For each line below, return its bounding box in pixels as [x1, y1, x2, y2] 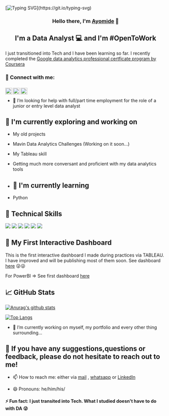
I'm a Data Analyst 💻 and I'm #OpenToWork [15, 34, 156, 43]
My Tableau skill [12, 151, 47, 157]
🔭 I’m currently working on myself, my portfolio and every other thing [12, 324, 157, 330]
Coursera [5, 61, 25, 67]
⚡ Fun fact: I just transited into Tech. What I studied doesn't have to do [5, 398, 157, 404]
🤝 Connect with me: [5, 74, 55, 81]
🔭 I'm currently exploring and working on [5, 118, 137, 126]
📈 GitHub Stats [5, 288, 55, 297]
